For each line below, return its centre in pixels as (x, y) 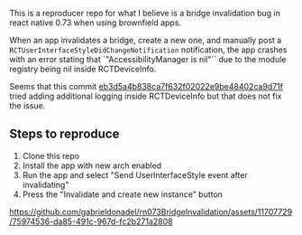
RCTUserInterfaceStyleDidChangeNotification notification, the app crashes (148, 50)
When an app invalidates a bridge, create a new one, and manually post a (146, 40)
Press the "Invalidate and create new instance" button (123, 194)
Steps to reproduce (64, 134)
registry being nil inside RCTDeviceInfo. (83, 69)
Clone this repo (50, 155)
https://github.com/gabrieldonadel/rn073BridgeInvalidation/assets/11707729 (151, 211)
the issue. (27, 106)
